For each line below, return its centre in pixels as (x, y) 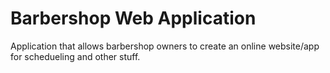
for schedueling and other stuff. (75, 56)
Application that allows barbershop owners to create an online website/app (165, 46)
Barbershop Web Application (133, 18)
